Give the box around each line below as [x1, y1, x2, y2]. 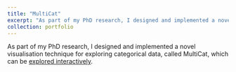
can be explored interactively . [7, 57, 93, 66]
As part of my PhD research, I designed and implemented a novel [7, 43, 196, 51]
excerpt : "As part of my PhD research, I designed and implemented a [7, 17, 216, 24]
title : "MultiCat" [7, 10, 61, 17]
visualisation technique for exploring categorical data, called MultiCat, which [7, 50, 229, 58]
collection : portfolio [7, 23, 74, 30]
